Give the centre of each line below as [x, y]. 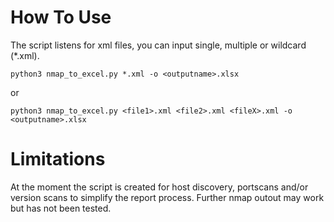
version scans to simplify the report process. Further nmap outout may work [167, 197]
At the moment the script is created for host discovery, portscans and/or [159, 187]
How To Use [61, 17]
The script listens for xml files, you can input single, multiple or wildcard [158, 45]
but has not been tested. [61, 208]
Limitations [58, 159]
